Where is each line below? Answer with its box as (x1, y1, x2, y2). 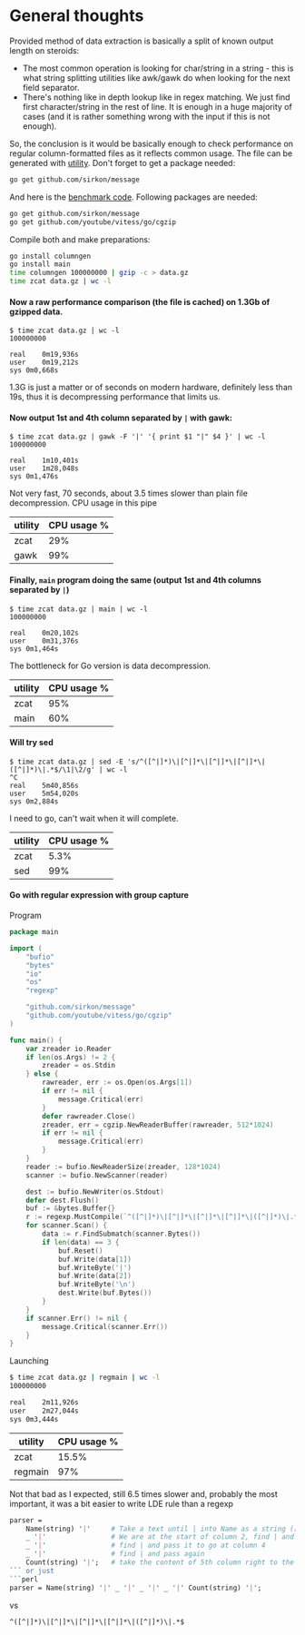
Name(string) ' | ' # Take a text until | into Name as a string (25, 1524, 286, 1533)
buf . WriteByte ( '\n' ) (57, 1280, 136, 1289)
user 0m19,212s (9, 358, 79, 368)
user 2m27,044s (9, 1406, 79, 1415)
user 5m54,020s (9, 789, 79, 798)
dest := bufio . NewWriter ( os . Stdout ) (25, 1187, 165, 1197)
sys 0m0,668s (9, 366, 59, 375)
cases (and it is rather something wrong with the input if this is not (22, 111, 271, 122)
